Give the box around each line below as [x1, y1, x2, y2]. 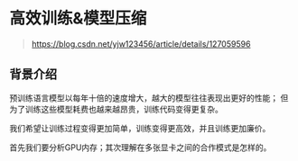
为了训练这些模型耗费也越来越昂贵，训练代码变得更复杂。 [9, 103, 223, 114]
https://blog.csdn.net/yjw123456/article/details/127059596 [31, 38, 251, 49]
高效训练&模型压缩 [9, 8, 147, 29]
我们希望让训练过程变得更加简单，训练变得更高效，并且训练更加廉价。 [9, 122, 271, 133]
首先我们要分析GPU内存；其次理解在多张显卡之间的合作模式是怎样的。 [9, 141, 272, 153]
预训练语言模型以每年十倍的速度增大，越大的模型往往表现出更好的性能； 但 [9, 92, 289, 103]
